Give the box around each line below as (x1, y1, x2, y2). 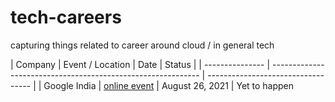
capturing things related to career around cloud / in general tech (10, 39, 275, 51)
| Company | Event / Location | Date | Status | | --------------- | (10, 58, 271, 70)
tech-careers (10, 6, 122, 29)
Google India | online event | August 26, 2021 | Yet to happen (43, 79, 295, 91)
